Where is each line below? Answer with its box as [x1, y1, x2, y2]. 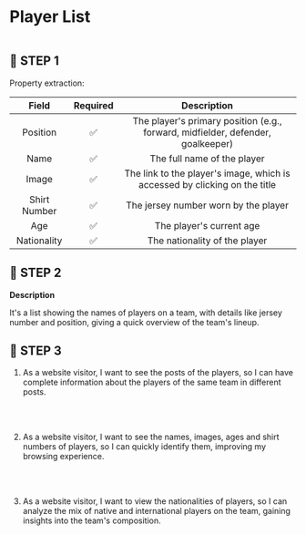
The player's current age [154, 219, 260, 231]
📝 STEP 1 [9, 53, 59, 69]
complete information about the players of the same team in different [22, 376, 281, 388]
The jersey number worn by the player [126, 199, 290, 211]
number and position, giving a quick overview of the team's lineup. [9, 316, 260, 327]
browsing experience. [22, 451, 105, 462]
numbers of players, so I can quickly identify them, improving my [22, 441, 267, 452]
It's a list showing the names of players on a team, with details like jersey [9, 307, 282, 318]
